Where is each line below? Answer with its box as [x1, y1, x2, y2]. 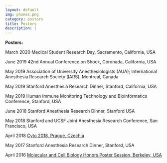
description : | [5, 26, 37, 31]
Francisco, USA [5, 123, 37, 129]
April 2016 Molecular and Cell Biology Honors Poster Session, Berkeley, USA [5, 152, 162, 158]
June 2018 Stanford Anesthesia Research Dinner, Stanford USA [5, 108, 135, 114]
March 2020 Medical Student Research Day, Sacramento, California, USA [5, 49, 156, 55]
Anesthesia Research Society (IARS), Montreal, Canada [5, 74, 119, 80]
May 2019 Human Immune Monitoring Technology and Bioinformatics [5, 93, 148, 99]
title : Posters [5, 21, 37, 26]
